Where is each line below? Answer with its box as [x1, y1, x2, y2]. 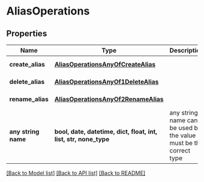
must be [169, 139, 193, 147]
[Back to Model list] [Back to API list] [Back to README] [6, 169, 146, 177]
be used [169, 124, 193, 132]
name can [169, 116, 198, 125]
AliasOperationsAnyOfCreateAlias [54, 60, 156, 68]
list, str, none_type [54, 135, 110, 143]
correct [169, 146, 191, 155]
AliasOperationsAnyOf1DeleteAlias [54, 77, 159, 86]
